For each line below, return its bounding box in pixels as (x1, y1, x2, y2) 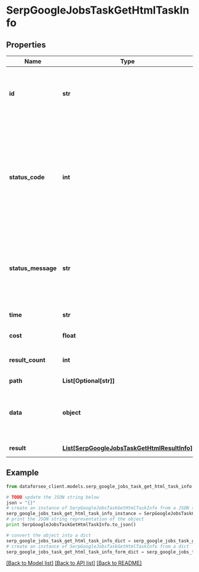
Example (6, 468, 39, 478)
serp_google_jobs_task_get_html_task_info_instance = (6, 510, 142, 517)
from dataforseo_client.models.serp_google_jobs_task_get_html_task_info (6, 483, 192, 489)
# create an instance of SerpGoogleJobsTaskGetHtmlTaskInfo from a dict (6, 543, 190, 549)
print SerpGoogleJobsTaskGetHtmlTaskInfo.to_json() (6, 522, 136, 528)
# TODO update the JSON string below (6, 494, 99, 500)
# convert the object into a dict (6, 532, 92, 538)
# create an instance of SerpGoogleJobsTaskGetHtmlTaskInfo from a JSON (6, 505, 190, 511)
